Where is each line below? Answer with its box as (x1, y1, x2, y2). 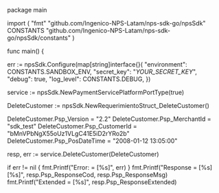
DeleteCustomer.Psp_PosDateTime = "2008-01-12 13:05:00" (7, 137, 178, 145)
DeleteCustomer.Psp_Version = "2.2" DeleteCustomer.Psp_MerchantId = (7, 115, 211, 123)
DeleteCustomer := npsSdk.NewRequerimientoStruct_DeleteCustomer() (7, 102, 209, 109)
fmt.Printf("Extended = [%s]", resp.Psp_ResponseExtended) (7, 178, 177, 186)
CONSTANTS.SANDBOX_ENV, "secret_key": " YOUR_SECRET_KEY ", (7, 68, 198, 76)
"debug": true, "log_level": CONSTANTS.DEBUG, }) (7, 75, 151, 83)
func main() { (7, 47, 45, 55)
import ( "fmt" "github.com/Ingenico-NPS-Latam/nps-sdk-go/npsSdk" (7, 19, 206, 27)
